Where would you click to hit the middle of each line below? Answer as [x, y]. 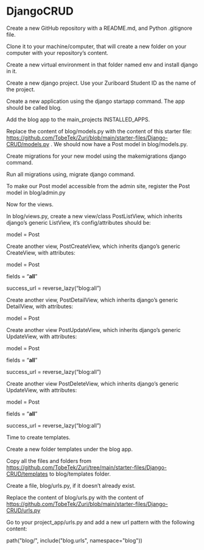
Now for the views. [30, 204]
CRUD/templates [27, 474]
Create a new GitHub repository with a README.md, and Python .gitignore [100, 28]
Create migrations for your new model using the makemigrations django [97, 156]
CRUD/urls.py [23, 510]
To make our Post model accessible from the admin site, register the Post [98, 186]
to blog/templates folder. [80, 474]
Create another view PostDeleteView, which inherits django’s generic [93, 383]
